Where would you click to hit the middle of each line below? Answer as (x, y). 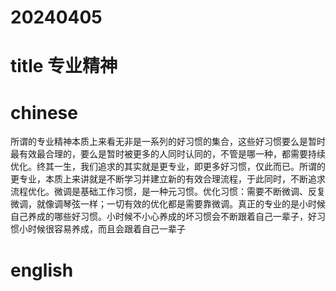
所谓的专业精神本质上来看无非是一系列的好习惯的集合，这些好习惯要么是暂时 (168, 142)
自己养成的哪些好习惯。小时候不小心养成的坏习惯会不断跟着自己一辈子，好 (163, 217)
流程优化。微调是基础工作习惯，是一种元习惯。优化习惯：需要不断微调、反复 (168, 192)
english (42, 270)
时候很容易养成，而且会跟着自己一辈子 (106, 229)
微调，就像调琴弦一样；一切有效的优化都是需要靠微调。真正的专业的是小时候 (168, 204)
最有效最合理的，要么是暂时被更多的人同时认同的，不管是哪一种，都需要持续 (168, 154)
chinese (44, 112)
